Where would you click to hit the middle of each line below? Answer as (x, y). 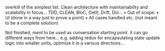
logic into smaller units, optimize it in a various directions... (65, 43)
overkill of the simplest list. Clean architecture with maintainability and (77, 7)
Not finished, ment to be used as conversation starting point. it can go (76, 32)
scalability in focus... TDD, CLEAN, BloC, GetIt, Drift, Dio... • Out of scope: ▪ (82, 12)
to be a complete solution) (32, 23)
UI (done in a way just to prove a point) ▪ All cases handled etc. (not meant (81, 18)
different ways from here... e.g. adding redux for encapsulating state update (82, 38)
